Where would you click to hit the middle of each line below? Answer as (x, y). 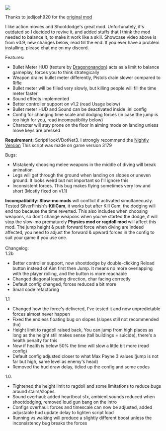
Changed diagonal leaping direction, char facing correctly (71, 279)
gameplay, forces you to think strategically (56, 72)
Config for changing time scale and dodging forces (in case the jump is (85, 115)
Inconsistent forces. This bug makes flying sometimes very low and (81, 186)
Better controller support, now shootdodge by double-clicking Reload (83, 263)
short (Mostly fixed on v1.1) (40, 191)
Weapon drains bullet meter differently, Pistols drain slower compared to (86, 78)
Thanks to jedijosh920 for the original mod (49, 17)
